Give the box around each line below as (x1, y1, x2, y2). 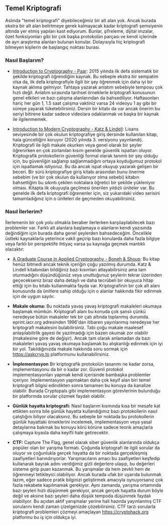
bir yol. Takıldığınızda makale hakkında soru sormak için (12, 346, 128, 352)
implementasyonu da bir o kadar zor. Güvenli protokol (12, 366, 123, 372)
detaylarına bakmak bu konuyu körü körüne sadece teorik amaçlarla (12, 424, 153, 430)
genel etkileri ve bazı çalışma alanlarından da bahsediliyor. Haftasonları (12, 95, 159, 101)
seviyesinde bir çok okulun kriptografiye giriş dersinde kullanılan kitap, (12, 131, 158, 137)
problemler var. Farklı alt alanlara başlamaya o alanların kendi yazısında (5, 225, 152, 231)
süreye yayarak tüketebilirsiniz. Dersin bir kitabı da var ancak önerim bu (12, 106, 160, 112)
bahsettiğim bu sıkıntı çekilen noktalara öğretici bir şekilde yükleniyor (12, 180, 155, 186)
